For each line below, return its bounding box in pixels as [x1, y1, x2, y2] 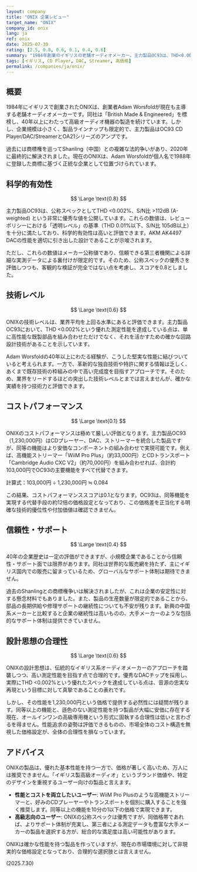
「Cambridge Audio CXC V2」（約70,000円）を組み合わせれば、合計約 [6, 459, 176, 466]
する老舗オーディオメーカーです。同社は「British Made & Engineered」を [6, 111, 182, 118]
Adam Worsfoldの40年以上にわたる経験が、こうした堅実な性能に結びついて [6, 353, 189, 360]
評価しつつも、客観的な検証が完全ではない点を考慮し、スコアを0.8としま [6, 264, 183, 271]
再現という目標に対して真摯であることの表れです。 [6, 686, 129, 693]
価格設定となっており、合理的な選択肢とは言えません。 [21, 848, 154, 855]
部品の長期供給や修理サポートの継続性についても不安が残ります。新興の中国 [6, 602, 191, 610]
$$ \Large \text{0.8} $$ [70, 195, 127, 202]
